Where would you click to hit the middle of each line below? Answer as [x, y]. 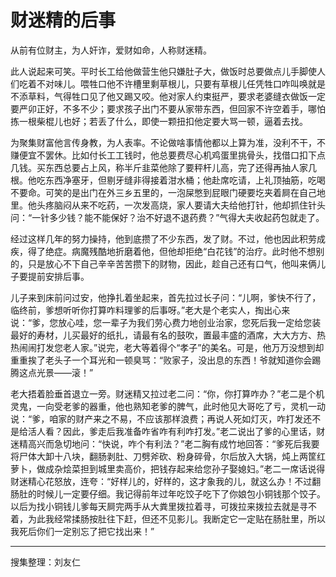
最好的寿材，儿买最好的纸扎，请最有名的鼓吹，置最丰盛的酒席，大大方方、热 [168, 335]
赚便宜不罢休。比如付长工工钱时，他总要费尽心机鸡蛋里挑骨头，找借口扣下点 [168, 155]
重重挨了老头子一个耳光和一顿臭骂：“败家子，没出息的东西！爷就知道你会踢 [166, 360]
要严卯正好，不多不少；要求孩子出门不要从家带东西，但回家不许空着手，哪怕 [168, 108]
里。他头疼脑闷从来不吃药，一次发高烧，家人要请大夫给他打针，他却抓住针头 [168, 205]
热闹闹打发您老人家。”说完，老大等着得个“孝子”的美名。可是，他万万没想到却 [167, 347]
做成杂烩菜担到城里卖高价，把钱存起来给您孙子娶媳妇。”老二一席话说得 [181, 468]
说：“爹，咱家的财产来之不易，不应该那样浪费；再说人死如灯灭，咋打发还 [161, 418]
